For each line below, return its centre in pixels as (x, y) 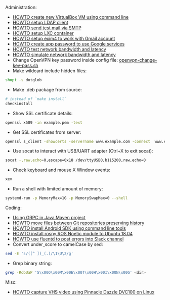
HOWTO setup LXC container (43, 33)
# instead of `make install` (36, 99)
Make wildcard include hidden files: (50, 71)
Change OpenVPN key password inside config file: (65, 60)
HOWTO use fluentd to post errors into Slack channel (68, 239)
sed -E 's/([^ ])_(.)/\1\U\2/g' (39, 254)
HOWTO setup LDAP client (40, 22)
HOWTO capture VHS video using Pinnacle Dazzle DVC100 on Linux (83, 292)
